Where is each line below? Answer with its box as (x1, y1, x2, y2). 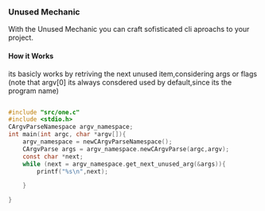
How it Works (8, 51, 54, 61)
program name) (8, 86, 60, 96)
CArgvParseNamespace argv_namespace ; (8, 123, 134, 131)
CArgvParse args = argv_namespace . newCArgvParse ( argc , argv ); (22, 145, 229, 153)
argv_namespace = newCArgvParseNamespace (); (22, 138, 173, 146)
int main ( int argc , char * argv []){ (8, 131, 127, 139)
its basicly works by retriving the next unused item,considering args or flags (8, 68, 257, 78)
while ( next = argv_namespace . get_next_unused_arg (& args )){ (22, 160, 226, 168)
